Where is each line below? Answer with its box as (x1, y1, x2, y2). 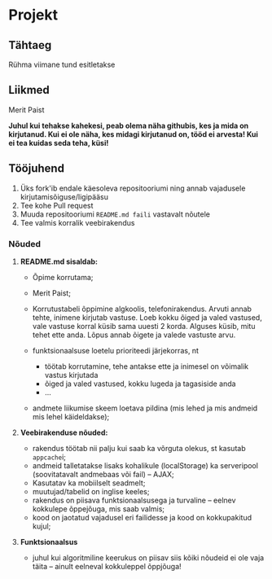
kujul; (32, 521, 51, 531)
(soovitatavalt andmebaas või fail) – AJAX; (32, 469, 175, 479)
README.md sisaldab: (20, 257, 99, 266)
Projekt (8, 6, 59, 24)
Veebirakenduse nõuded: (20, 428, 108, 437)
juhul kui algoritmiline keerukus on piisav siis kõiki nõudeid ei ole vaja (32, 552, 265, 563)
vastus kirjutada (44, 370, 99, 379)
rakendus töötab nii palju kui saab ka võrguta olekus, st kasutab (32, 443, 246, 453)
